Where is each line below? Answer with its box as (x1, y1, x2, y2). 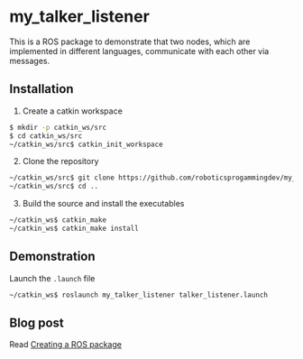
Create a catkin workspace (22, 106, 124, 116)
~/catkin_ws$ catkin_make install (9, 224, 140, 233)
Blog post (9, 315, 65, 330)
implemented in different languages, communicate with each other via (9, 45, 270, 56)
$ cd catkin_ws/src (9, 131, 83, 141)
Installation (9, 81, 74, 97)
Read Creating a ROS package (9, 339, 122, 350)
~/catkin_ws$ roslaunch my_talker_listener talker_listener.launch (9, 290, 269, 299)
